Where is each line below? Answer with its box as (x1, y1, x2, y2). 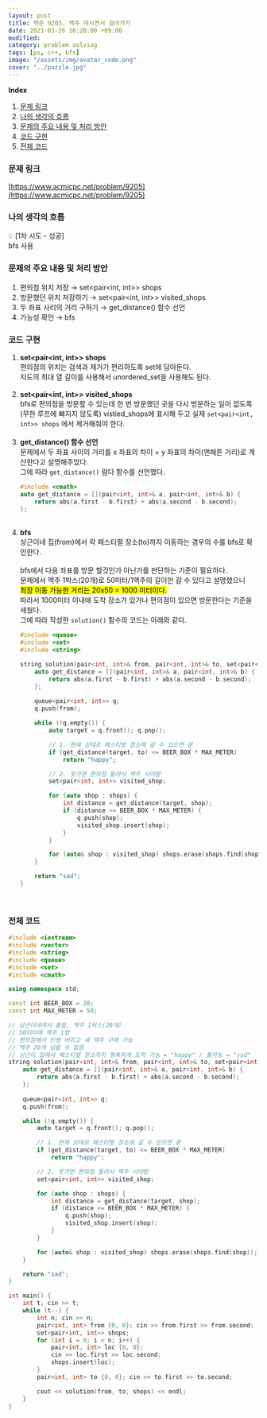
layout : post (8, 11, 52, 20)
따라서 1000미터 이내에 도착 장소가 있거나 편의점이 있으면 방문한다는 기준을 (19, 596, 253, 605)
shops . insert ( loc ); (50, 1358, 115, 1366)
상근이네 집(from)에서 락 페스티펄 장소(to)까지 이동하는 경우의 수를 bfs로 (19, 538, 245, 547)
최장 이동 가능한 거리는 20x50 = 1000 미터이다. (19, 585, 168, 595)
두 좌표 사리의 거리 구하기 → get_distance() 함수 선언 (19, 302, 186, 312)
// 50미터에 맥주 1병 (8, 1028, 70, 1036)
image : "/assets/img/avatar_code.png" (8, 56, 137, 64)
